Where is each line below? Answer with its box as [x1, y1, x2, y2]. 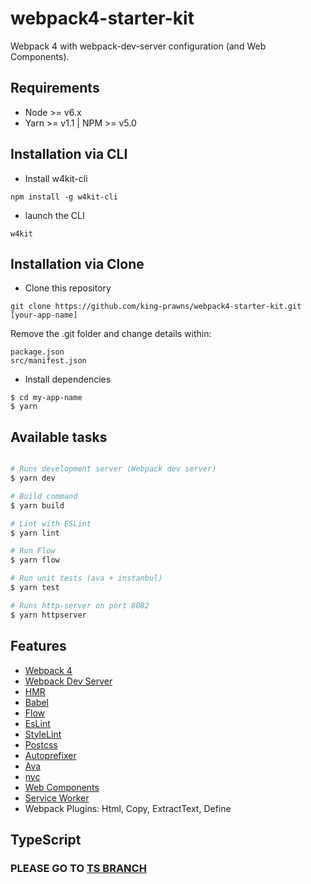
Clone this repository [24, 282, 112, 294]
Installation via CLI [10, 146, 128, 163]
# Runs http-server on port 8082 [10, 600, 150, 611]
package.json [10, 347, 65, 357]
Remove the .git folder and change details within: [10, 328, 212, 340]
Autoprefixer [24, 749, 77, 761]
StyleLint [24, 728, 62, 740]
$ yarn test [10, 583, 60, 593]
